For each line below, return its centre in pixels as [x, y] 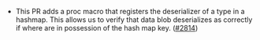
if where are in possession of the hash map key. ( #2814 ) [107, 28]
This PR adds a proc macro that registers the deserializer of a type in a [130, 11]
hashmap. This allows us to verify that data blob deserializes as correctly [134, 20]
